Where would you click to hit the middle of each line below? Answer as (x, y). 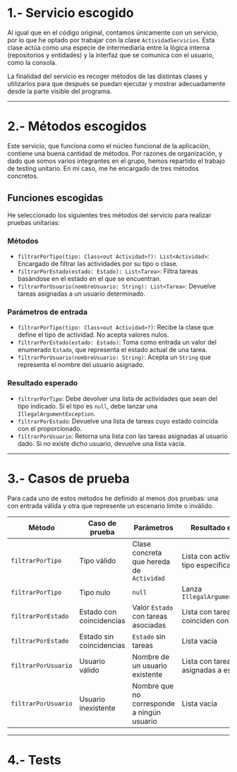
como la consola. (32, 62)
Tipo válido (98, 560)
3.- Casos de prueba (69, 478)
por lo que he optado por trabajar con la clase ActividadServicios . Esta (111, 40)
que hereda (151, 561)
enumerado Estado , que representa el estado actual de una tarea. (113, 350)
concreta (147, 553)
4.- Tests (34, 760)
